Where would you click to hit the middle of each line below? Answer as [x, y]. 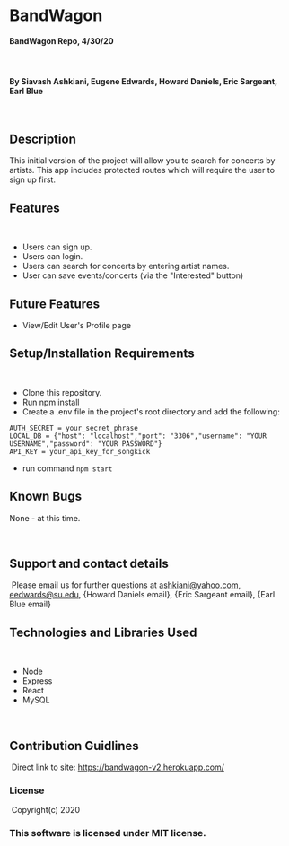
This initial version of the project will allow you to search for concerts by [142, 161]
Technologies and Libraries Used [103, 632]
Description [43, 139]
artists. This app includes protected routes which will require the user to [142, 170]
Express [37, 681]
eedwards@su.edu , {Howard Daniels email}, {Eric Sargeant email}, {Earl [142, 595]
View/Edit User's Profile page [77, 326]
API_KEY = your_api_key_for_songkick [80, 451]
